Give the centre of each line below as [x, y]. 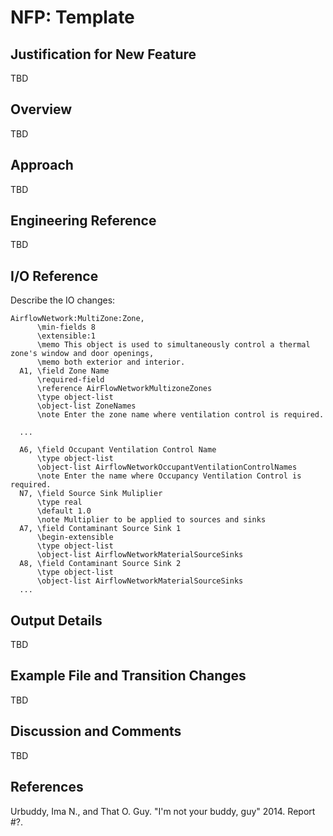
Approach [42, 165]
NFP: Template [72, 17]
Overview [41, 109]
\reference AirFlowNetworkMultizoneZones [124, 389]
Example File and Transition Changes [128, 676]
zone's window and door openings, [82, 354]
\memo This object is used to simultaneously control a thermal [173, 345]
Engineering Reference [83, 221]
